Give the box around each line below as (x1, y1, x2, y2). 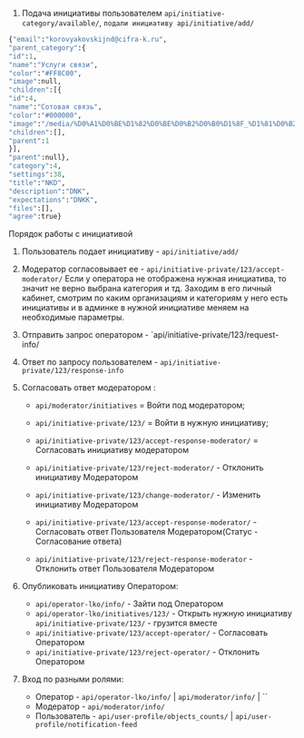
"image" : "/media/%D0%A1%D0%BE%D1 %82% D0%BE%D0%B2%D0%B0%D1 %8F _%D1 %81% (8, 119, 278, 128)
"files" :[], (8, 203, 54, 212)
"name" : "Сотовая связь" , (8, 103, 103, 112)
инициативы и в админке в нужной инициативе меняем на (21, 302, 250, 313)
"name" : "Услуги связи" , (8, 60, 99, 69)
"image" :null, (8, 77, 63, 86)
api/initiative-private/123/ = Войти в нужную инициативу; (34, 418, 269, 428)
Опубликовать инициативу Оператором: (21, 581, 179, 592)
